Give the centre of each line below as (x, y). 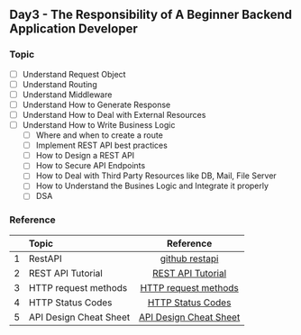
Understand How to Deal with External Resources (114, 114)
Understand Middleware (67, 95)
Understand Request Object (74, 74)
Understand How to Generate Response (96, 104)
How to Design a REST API (85, 156)
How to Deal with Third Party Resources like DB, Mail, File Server (156, 176)
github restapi (189, 258)
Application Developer (73, 29)
